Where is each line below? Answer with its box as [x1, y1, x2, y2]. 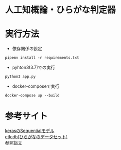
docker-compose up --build [5, 93, 60, 98]
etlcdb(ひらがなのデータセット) [5, 134, 68, 140]
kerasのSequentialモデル [5, 128, 54, 134]
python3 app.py [5, 74, 36, 79]
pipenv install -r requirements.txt [5, 56, 79, 60]
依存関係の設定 [12, 46, 42, 52]
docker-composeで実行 [12, 83, 60, 89]
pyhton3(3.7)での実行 [12, 64, 55, 71]
